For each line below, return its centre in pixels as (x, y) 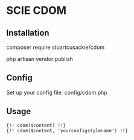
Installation (28, 33)
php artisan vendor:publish (40, 59)
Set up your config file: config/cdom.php (57, 92)
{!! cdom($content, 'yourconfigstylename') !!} (67, 130)
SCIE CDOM (37, 11)
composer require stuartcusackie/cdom (56, 47)
